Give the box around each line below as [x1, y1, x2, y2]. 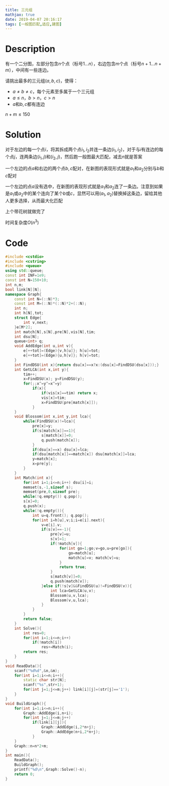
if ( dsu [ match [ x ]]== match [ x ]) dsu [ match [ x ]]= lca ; [32, 451, 137, 457]
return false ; [23, 616, 53, 622]
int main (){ [5, 753, 30, 758]
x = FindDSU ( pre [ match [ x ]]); [41, 400, 98, 405]
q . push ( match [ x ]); [41, 437, 80, 443]
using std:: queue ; [5, 268, 44, 273]
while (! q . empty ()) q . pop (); [23, 494, 82, 499]
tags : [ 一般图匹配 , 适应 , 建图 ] [5, 21, 62, 27]
